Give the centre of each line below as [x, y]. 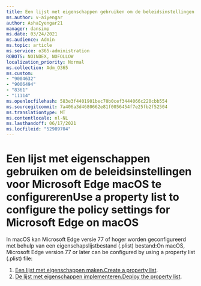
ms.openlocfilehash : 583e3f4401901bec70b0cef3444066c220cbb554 [87, 101]
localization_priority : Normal [45, 62]
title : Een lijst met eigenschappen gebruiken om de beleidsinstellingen [100, 12]
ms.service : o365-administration [48, 51]
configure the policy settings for [88, 210]
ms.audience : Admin [31, 40]
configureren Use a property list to [93, 197]
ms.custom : [20, 73]
